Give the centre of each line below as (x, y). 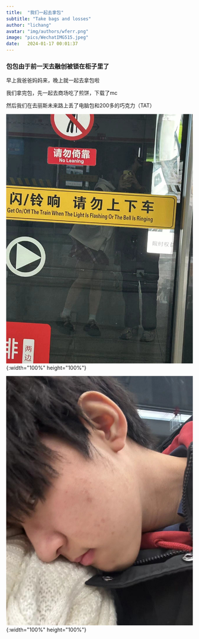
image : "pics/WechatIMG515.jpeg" (47, 38)
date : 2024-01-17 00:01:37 (42, 44)
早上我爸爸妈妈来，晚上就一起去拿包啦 (53, 81)
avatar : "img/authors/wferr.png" (47, 31)
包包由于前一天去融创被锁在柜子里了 (58, 66)
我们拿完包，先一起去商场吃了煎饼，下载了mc (62, 93)
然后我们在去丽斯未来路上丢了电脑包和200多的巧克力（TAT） (81, 106)
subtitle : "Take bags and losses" (49, 19)
